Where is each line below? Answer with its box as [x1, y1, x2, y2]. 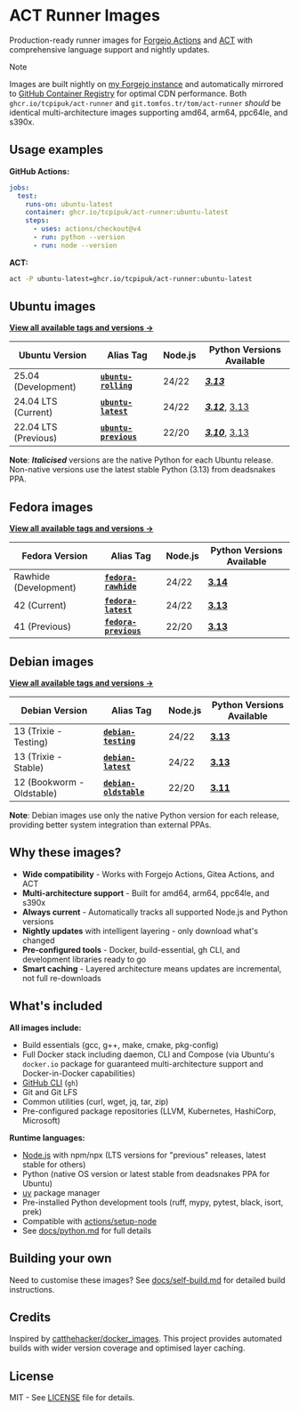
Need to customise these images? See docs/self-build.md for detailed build [9, 1274, 287, 1286]
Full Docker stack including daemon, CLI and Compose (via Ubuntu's [21, 1049, 275, 1060]
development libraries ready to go [21, 954, 147, 964]
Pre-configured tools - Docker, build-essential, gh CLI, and [21, 944, 240, 955]
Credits [9, 1310, 52, 1325]
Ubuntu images [9, 299, 96, 314]
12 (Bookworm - [13, 776, 85, 788]
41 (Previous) [13, 620, 71, 633]
